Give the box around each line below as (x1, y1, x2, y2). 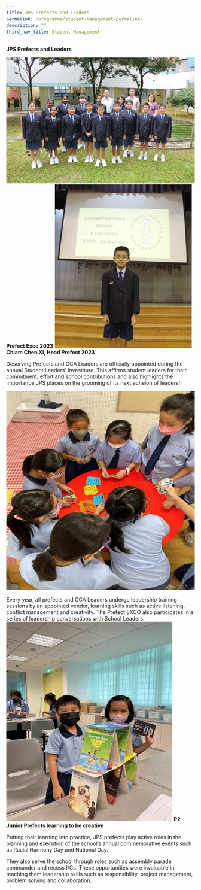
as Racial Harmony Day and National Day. (6, 846, 109, 853)
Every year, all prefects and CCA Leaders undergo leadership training (6, 596, 178, 603)
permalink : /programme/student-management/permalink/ (6, 16, 144, 22)
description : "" (6, 22, 47, 28)
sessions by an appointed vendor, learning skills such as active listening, (6, 602, 185, 610)
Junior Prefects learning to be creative (6, 822, 104, 829)
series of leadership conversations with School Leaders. (6, 615, 145, 622)
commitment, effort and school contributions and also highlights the (6, 373, 173, 380)
